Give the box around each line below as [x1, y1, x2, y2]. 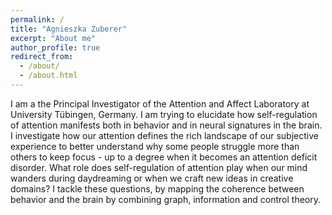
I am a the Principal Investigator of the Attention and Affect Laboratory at [10, 97, 310, 110]
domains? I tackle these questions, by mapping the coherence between [10, 182, 305, 195]
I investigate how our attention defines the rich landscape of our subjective [10, 129, 319, 141]
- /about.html [19, 71, 78, 81]
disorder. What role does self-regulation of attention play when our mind [10, 161, 308, 173]
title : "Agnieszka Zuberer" [10, 24, 128, 34]
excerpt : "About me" [10, 33, 97, 43]
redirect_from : [10, 52, 74, 62]
